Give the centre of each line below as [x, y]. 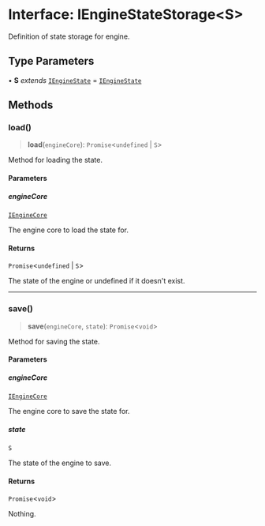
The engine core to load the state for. [68, 230]
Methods [31, 105]
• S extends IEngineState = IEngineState [75, 80]
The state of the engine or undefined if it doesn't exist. [97, 281]
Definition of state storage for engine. [69, 36]
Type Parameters [51, 61]
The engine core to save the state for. [69, 411]
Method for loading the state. [55, 160]
